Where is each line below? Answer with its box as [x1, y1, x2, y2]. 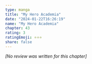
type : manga [5, 7, 30, 12]
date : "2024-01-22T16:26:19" [5, 16, 66, 21]
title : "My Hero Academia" [5, 12, 61, 17]
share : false [5, 40, 32, 45]
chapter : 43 [5, 26, 30, 31]
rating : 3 [5, 30, 26, 35]
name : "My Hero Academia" [5, 21, 59, 26]
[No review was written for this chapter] [5, 53, 87, 59]
